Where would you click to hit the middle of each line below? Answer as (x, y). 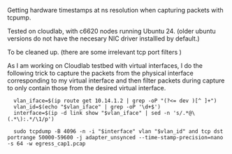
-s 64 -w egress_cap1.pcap (46, 143)
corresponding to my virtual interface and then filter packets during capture (116, 80)
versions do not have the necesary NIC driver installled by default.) (104, 38)
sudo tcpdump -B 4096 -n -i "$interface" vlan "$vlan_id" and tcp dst (118, 132)
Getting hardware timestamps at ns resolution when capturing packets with (115, 10)
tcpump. (19, 17)
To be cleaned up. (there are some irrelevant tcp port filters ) (94, 52)
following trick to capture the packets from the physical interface (101, 73)
